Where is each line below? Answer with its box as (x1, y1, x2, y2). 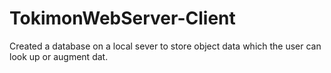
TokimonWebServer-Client (9, 7, 236, 30)
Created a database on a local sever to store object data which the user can (9, 40, 322, 52)
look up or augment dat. (9, 50, 109, 62)
